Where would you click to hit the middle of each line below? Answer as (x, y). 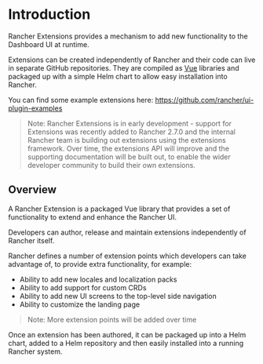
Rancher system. (35, 351)
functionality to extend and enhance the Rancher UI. (93, 217)
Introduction (49, 15)
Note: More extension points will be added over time (112, 319)
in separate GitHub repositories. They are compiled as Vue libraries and (124, 67)
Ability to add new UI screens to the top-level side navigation (118, 296)
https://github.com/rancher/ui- (205, 100)
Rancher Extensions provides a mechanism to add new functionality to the (128, 36)
